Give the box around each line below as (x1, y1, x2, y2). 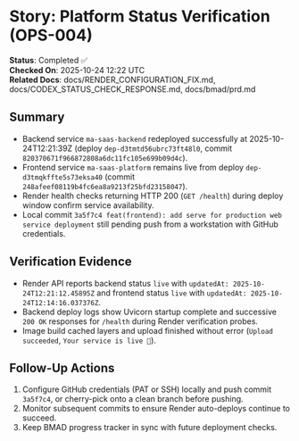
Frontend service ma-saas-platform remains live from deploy (21, 162, 244, 172)
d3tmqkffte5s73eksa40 (21, 172, 103, 182)
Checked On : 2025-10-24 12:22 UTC (9, 64, 145, 75)
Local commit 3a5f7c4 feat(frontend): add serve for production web (21, 209, 283, 220)
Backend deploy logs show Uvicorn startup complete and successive (21, 306, 277, 317)
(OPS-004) (9, 25, 93, 46)
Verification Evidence (9, 254, 132, 270)
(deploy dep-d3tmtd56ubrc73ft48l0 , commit (74, 143, 233, 154)
